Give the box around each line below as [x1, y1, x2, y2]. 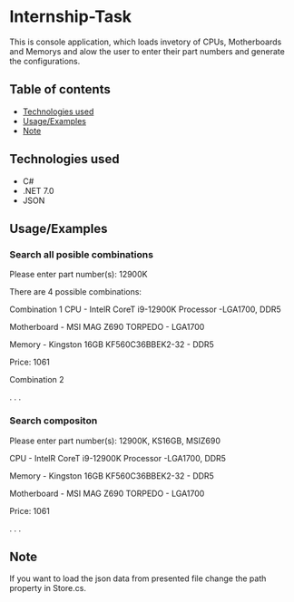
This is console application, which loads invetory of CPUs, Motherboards [9, 36, 282, 47]
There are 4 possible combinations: [9, 286, 142, 297]
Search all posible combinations [9, 248, 154, 260]
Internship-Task [9, 6, 132, 27]
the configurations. [9, 55, 81, 66]
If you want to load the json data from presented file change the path [9, 573, 267, 584]
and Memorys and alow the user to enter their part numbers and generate [9, 45, 286, 56]
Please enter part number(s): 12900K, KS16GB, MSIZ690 [9, 435, 220, 446]
